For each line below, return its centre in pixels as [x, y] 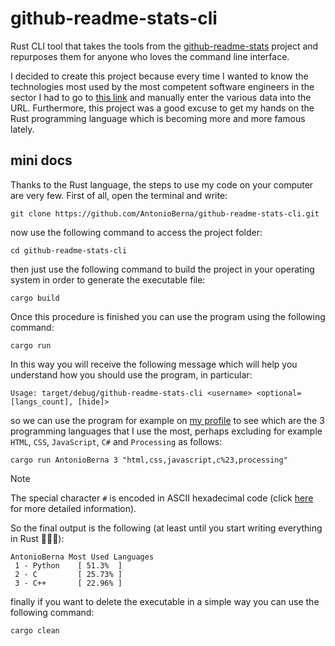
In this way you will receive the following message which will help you [154, 364]
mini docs [41, 160]
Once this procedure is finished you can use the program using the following [168, 316]
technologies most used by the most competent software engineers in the [162, 86]
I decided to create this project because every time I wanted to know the [159, 76]
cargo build [35, 298]
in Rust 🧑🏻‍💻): [37, 538]
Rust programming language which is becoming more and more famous [158, 118]
